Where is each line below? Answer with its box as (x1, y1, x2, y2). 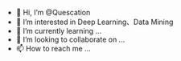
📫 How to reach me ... (15, 44, 91, 53)
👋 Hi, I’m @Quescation (15, 8, 91, 17)
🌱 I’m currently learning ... (15, 26, 102, 35)
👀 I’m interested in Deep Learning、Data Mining (15, 17, 174, 26)
